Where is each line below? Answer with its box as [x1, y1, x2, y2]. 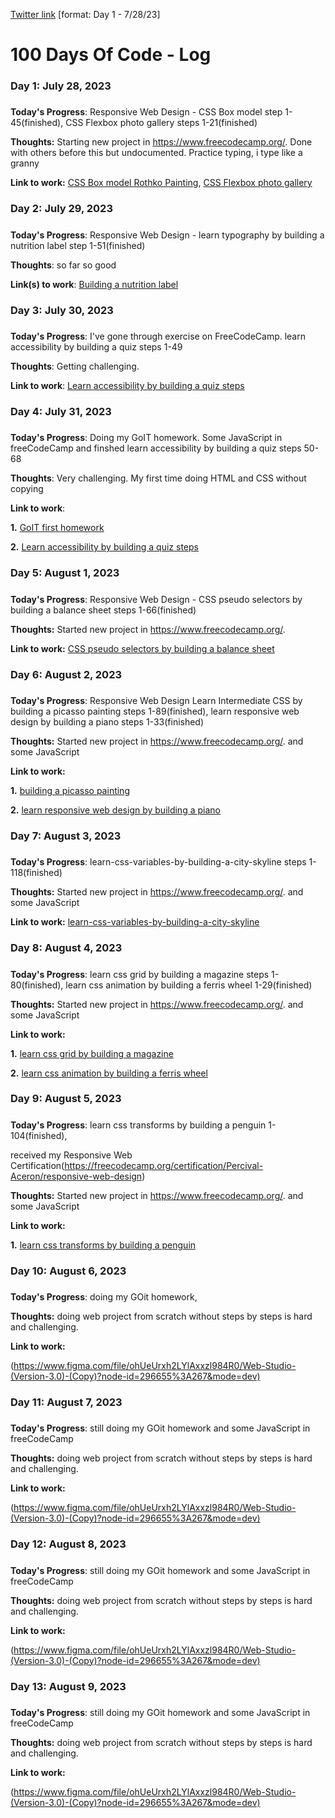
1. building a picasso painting [10, 784, 130, 796]
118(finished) [10, 867, 63, 879]
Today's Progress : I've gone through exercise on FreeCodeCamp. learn [10, 330, 306, 343]
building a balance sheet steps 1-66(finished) [10, 604, 197, 616]
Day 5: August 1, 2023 [10, 566, 120, 580]
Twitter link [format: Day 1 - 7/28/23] [10, 9, 161, 20]
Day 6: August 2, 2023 [10, 667, 123, 681]
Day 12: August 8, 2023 [10, 1537, 127, 1551]
